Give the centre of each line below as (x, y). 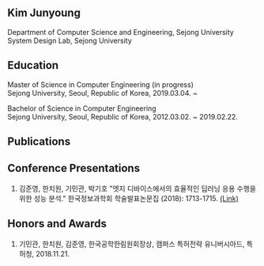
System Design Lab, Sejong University (70, 40)
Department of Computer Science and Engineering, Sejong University (121, 32)
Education (33, 65)
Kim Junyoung (44, 13)
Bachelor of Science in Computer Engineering (82, 108)
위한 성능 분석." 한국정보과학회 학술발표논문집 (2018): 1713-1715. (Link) (128, 198)
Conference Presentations (74, 168)
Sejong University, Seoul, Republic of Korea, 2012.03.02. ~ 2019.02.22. (123, 116)
